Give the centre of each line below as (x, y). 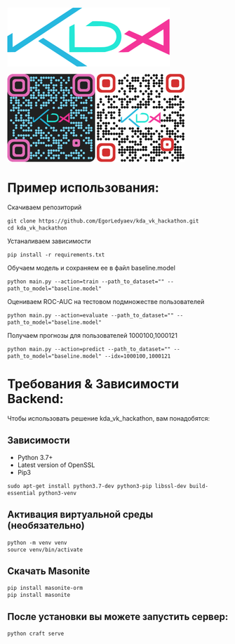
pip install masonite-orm (45, 588)
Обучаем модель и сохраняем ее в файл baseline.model (91, 268)
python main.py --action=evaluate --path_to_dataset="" (90, 315)
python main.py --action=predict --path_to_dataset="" (89, 349)
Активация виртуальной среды (80, 514)
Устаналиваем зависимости (49, 241)
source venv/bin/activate (45, 550)
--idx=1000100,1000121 (137, 356)
